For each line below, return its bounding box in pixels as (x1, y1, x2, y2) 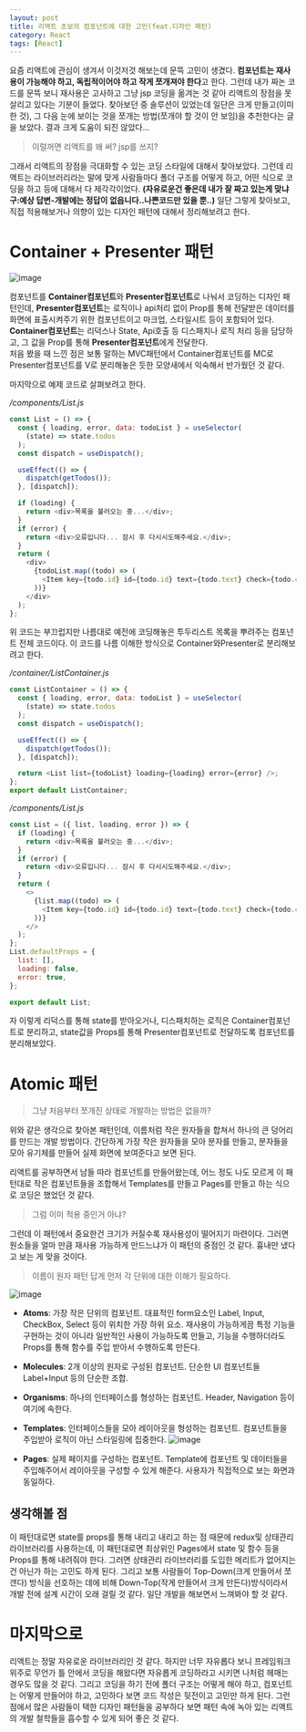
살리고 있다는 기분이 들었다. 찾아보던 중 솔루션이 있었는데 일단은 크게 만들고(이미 (9, 99, 294, 110)
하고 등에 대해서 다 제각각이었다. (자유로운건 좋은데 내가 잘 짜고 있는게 (25, 183, 273, 194)
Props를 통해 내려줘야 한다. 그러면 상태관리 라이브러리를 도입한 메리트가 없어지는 (9, 1554, 296, 1565)
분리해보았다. (9, 1038, 56, 1049)
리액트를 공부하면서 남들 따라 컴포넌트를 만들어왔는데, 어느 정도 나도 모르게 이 (9, 1167, 284, 1177)
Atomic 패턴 (9, 1073, 98, 1094)
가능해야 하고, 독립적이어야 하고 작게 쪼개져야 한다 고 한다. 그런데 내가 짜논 (25, 77, 287, 88)
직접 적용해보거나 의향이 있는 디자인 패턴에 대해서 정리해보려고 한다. (9, 206, 250, 217)
